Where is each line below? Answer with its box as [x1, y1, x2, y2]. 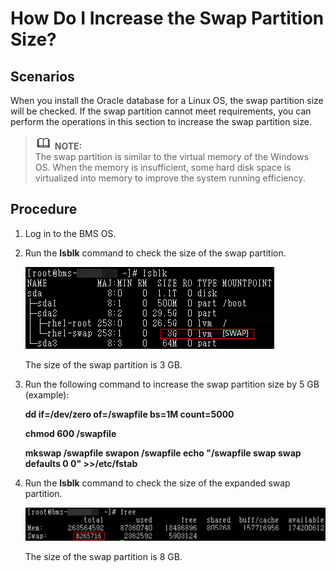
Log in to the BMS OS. [24, 227, 117, 239]
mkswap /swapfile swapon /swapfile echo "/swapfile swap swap [24, 447, 302, 459]
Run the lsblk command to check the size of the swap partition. [24, 247, 287, 259]
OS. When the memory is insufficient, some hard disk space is [34, 162, 292, 173]
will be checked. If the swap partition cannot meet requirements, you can [10, 105, 312, 117]
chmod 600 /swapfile [24, 427, 117, 439]
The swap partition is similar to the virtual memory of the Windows [34, 151, 310, 162]
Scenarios [10, 68, 75, 85]
